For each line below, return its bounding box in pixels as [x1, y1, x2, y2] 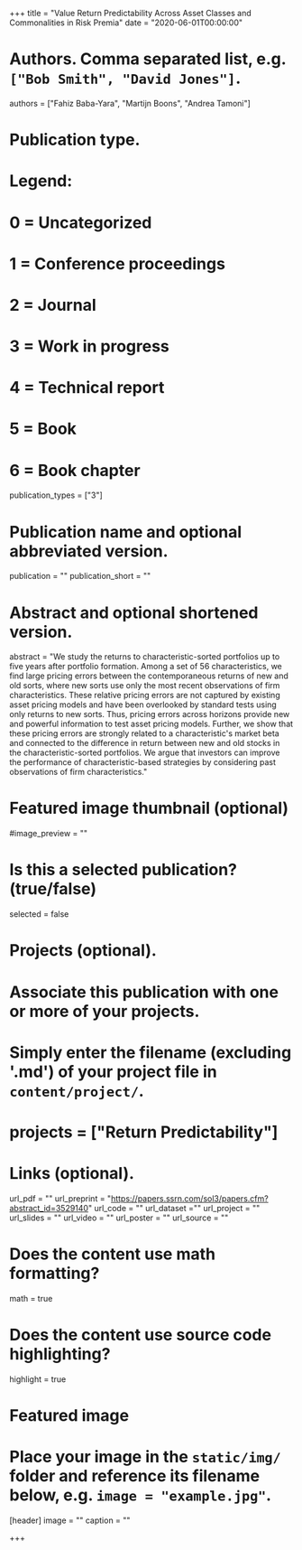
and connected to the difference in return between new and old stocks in [9, 738, 280, 749]
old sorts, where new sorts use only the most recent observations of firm [9, 680, 280, 691]
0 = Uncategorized [9, 212, 152, 233]
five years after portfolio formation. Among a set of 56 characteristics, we [9, 661, 282, 672]
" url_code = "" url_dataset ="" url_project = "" [87, 1202, 261, 1213]
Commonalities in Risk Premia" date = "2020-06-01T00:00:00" [9, 17, 243, 28]
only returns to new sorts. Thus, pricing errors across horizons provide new [9, 709, 290, 720]
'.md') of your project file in [9, 1061, 218, 1082]
